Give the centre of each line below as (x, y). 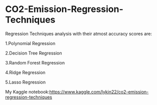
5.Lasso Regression (26, 82)
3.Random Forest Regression (35, 62)
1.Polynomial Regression (30, 43)
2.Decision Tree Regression (34, 53)
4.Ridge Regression (25, 72)
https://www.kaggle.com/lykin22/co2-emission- (99, 91)
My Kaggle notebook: (27, 91)
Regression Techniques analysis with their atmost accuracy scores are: (78, 33)
